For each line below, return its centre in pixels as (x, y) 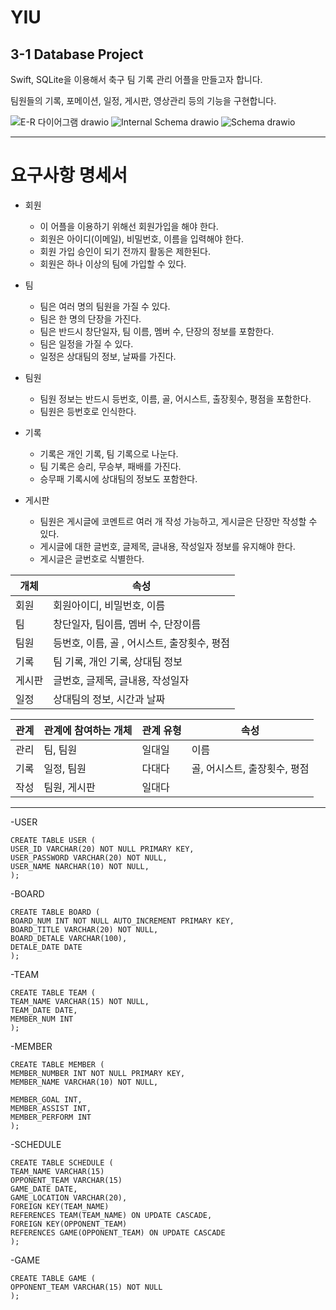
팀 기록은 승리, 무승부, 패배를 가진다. (110, 466)
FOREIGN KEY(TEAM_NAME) (60, 1206)
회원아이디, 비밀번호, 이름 (109, 605)
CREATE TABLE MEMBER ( (57, 1064)
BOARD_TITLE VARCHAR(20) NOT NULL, (84, 929)
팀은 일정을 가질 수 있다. (86, 343)
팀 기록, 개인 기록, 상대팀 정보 (118, 661)
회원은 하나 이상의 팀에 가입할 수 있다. (113, 263)
